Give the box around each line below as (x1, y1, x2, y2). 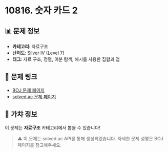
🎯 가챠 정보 (5, 110, 38, 119)
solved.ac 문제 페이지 (12, 93, 56, 100)
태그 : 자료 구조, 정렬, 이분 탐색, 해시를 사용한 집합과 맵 (12, 56, 120, 62)
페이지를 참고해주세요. (17, 142, 62, 148)
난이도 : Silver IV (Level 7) (12, 50, 65, 56)
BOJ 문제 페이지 (12, 87, 45, 93)
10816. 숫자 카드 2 (5, 5, 78, 16)
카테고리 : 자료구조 (12, 43, 48, 49)
